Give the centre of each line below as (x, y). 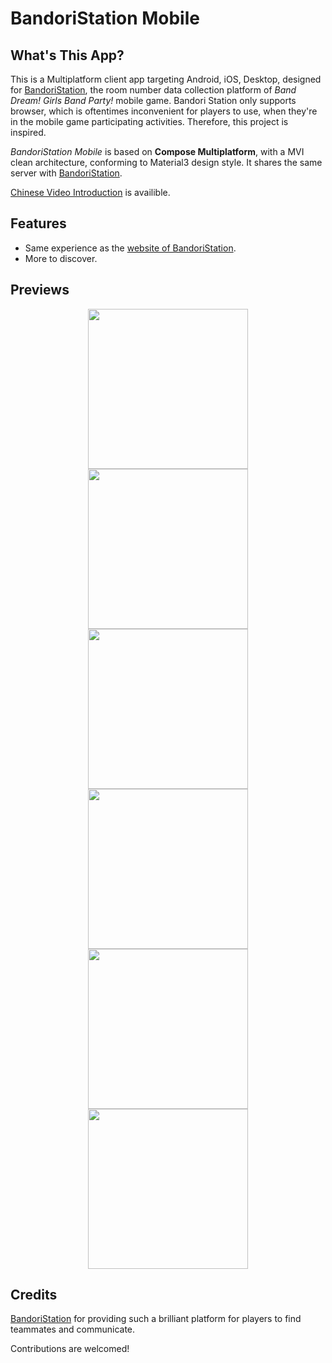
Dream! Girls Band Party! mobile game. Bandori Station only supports (153, 100)
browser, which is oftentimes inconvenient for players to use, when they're (164, 111)
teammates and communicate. (73, 1329)
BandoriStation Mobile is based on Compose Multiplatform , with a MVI (157, 151)
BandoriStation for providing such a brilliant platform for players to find (156, 1319)
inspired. (28, 132)
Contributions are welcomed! (70, 1349)
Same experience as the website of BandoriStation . (130, 248)
